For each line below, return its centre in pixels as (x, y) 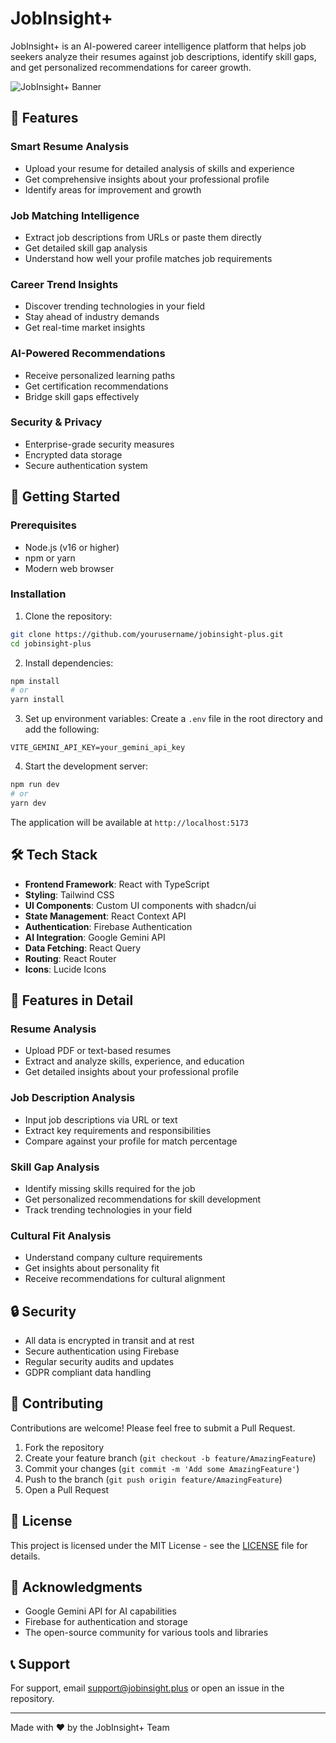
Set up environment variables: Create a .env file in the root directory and (173, 719)
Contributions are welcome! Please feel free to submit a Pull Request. (153, 1428)
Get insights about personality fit (92, 1268)
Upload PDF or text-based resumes (98, 1051)
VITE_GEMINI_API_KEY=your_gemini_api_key (98, 748)
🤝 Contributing (57, 1403)
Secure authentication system (86, 465)
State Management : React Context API (105, 916)
